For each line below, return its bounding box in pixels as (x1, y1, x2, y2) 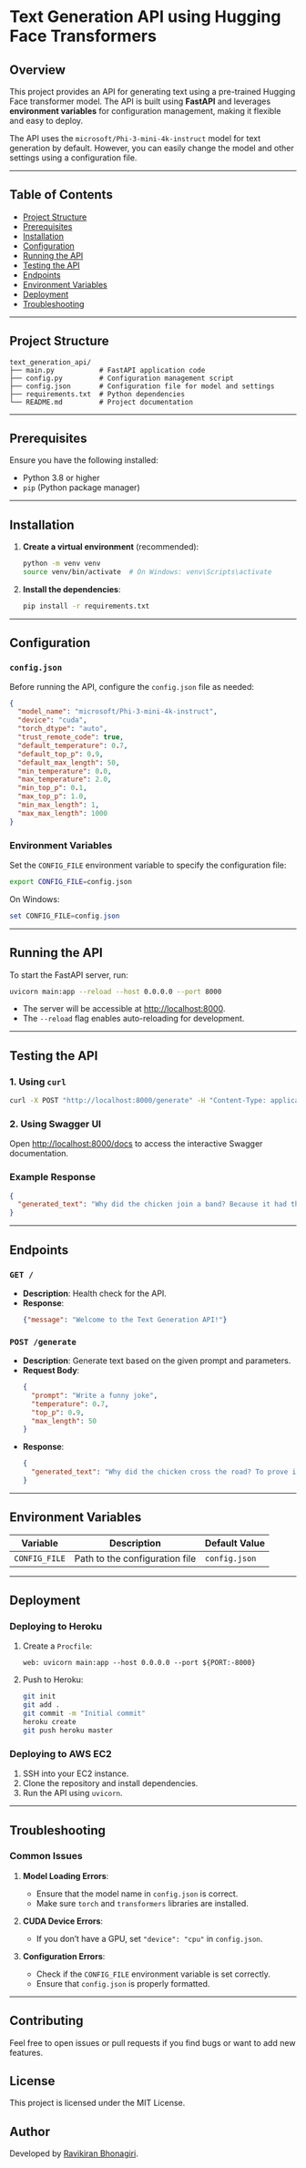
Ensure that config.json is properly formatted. (36, 1978, 210, 1988)
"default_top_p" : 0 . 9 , (17, 749, 104, 758)
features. (9, 2047, 44, 2058)
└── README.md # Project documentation (9, 397, 194, 406)
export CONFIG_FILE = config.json (9, 877, 132, 886)
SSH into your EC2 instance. (22, 1768, 129, 1779)
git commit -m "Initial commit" (22, 1709, 146, 1719)
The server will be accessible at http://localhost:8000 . (22, 1003, 226, 1014)
